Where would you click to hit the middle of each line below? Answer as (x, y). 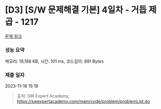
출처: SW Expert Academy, (43, 96)
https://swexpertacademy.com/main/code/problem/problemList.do (83, 101)
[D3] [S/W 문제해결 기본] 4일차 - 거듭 (76, 10)
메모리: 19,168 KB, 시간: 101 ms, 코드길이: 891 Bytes (54, 61)
